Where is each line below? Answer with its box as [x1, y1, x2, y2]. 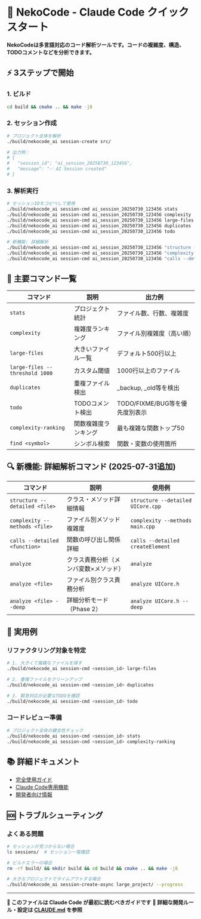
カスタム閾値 [73, 366, 110, 375]
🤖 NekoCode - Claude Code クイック [7, 5, 190, 19]
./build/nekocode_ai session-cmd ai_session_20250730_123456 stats [7, 206, 178, 212]
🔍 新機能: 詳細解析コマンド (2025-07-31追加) [7, 462, 176, 472]
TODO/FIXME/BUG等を [116, 399, 181, 408]
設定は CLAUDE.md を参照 [17, 906, 83, 914]
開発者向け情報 [15, 791, 52, 798]
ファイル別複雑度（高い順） [116, 329, 195, 337]
